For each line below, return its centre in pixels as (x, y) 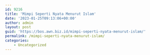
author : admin (19, 23)
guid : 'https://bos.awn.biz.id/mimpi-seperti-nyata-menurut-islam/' (75, 32)
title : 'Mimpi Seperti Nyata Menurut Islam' (51, 14)
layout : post (18, 27)
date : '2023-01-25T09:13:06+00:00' (41, 18)
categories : (17, 41)
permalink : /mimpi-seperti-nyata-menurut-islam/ (55, 36)
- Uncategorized (30, 45)
